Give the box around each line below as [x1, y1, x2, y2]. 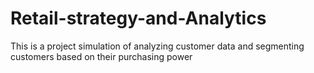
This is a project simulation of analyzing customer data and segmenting [10, 40, 305, 52]
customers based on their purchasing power [10, 50, 193, 62]
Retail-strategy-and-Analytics [10, 7, 267, 30]
